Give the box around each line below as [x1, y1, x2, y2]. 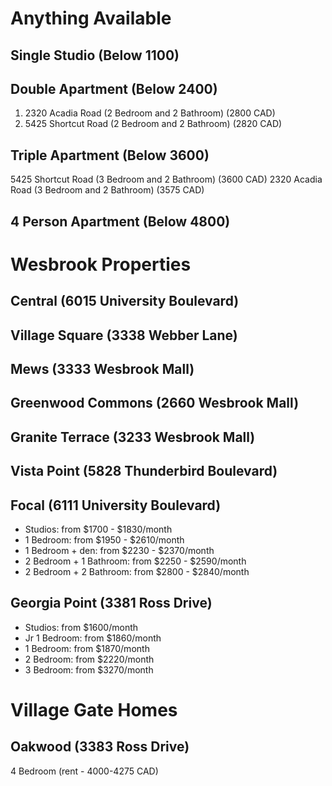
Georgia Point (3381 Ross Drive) [10, 595, 213, 612]
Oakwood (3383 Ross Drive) [10, 738, 190, 756]
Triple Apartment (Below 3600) [10, 147, 210, 164]
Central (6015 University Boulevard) [10, 293, 240, 310]
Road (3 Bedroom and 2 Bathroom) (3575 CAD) [10, 184, 205, 196]
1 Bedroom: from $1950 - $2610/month [24, 533, 185, 546]
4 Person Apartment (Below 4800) [10, 213, 231, 230]
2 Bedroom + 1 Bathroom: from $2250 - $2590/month [24, 555, 247, 567]
